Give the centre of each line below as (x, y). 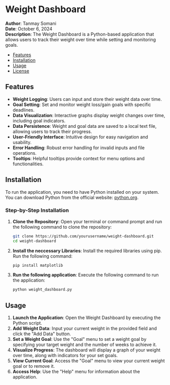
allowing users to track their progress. (52, 131)
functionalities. (28, 164)
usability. (22, 142)
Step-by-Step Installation (37, 211)
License (21, 71)
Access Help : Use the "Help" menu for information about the (76, 372)
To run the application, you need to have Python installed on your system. (82, 192)
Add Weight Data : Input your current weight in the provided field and (85, 329)
